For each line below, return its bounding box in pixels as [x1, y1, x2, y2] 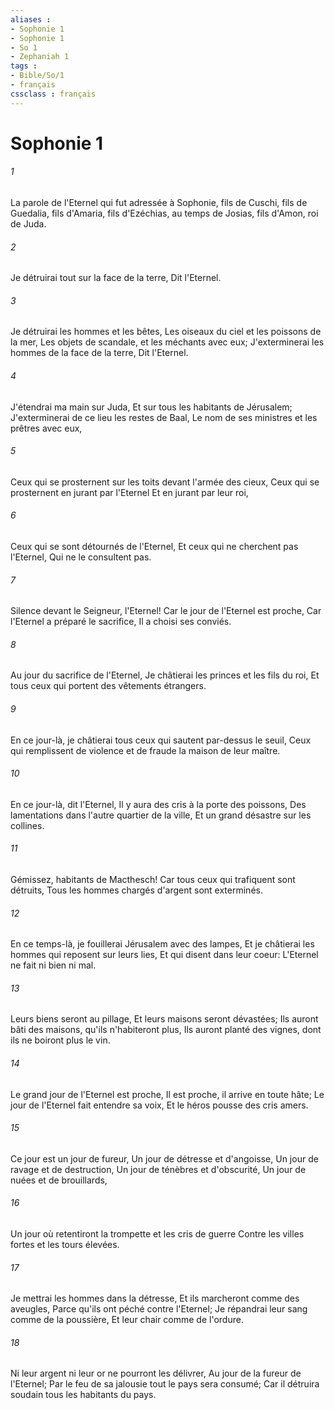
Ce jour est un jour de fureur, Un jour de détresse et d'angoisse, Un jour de [10, 1152, 319, 1165]
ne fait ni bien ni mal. [10, 959, 97, 971]
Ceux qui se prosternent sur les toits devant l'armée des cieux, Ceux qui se [10, 476, 320, 488]
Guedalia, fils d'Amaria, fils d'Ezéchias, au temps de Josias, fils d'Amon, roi [10, 207, 319, 220]
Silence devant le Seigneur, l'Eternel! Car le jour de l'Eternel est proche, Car [10, 605, 322, 617]
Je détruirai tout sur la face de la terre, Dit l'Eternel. [10, 272, 222, 284]
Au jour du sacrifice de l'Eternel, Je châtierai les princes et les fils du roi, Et [10, 669, 320, 681]
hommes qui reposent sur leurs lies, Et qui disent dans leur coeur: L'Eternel [10, 949, 319, 961]
